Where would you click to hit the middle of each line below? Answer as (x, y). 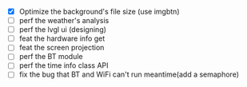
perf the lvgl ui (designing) (63, 30)
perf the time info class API (64, 65)
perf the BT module (51, 57)
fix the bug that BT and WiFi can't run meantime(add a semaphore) (129, 74)
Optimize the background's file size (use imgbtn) (99, 12)
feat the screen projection (62, 48)
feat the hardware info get (62, 38)
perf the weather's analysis (64, 21)
